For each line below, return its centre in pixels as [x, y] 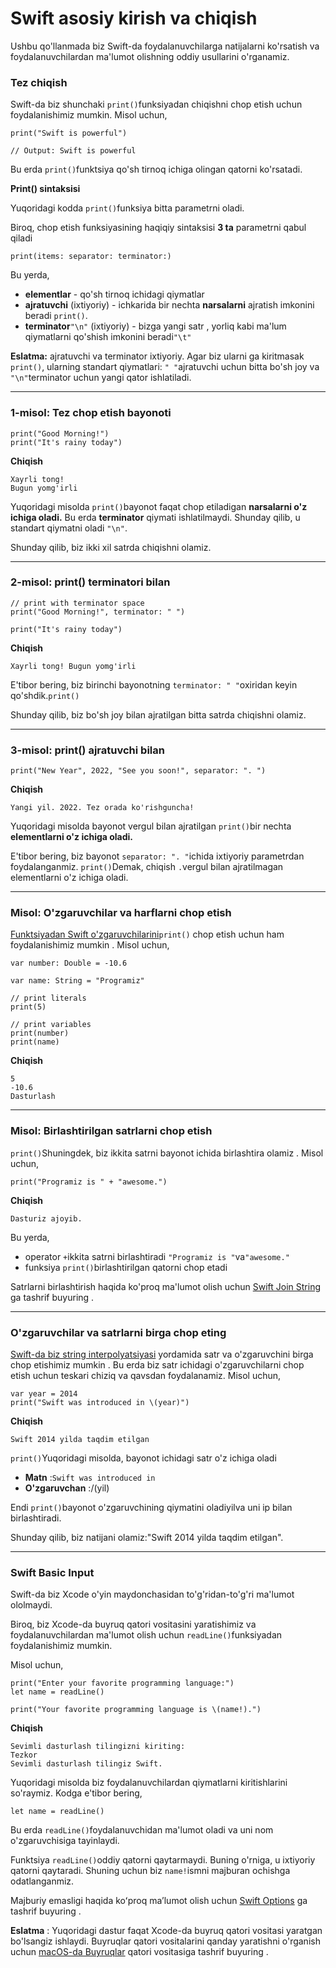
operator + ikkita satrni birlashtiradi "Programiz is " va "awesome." [157, 1256]
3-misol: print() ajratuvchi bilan [87, 750]
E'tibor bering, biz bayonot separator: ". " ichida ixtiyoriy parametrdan [157, 856]
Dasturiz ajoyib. [46, 1218]
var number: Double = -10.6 [69, 963]
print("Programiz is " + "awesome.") [89, 1182]
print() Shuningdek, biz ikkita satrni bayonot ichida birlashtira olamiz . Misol [167, 1153]
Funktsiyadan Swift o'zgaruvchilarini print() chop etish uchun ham [147, 934]
